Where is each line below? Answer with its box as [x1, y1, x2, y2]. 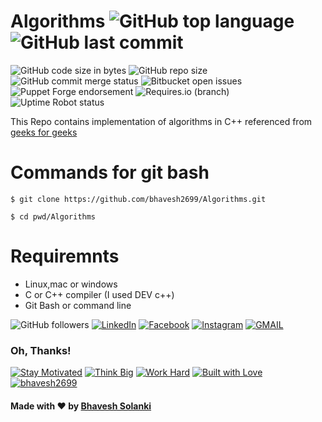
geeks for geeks [10, 126, 78, 138]
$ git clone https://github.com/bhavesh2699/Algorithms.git [10, 194, 267, 204]
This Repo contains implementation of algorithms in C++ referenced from [10, 115, 313, 127]
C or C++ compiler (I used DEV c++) [24, 288, 175, 300]
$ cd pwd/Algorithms [10, 211, 97, 222]
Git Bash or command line [24, 299, 132, 311]
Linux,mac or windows [24, 278, 118, 290]
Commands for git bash [10, 161, 210, 184]
